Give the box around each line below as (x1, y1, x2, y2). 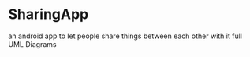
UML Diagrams (8, 39, 57, 48)
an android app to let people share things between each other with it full (8, 31, 243, 41)
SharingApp (8, 5, 89, 23)
